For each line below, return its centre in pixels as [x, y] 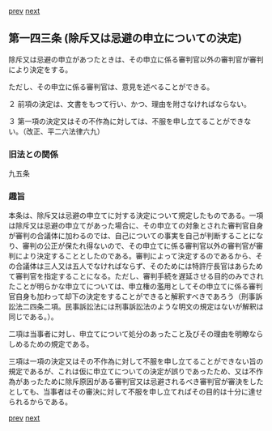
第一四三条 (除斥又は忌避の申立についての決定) [125, 38]
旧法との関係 [33, 154]
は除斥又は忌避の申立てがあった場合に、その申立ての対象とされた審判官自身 [136, 226]
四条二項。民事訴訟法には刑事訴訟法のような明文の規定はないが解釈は [147, 307]
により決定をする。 [40, 69]
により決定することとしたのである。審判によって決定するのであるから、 [136, 256]
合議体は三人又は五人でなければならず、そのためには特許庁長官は [125, 267]
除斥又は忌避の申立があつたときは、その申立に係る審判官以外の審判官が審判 [136, 59]
